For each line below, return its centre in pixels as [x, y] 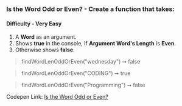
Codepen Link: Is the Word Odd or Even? [57, 97]
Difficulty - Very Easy [34, 24]
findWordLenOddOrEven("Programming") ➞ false [83, 85]
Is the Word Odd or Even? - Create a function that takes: [90, 9]
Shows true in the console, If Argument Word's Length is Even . [96, 44]
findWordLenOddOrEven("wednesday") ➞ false [81, 62]
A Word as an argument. [46, 37]
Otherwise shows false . [45, 50]
